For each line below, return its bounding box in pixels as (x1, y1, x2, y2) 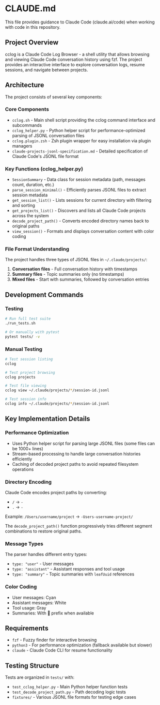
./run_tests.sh (5, 321, 36, 326)
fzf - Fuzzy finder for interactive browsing (12, 637, 97, 643)
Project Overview (5, 38, 59, 47)
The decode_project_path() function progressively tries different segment (5, 523, 152, 529)
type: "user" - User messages (12, 561, 74, 567)
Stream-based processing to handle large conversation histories (12, 451, 141, 457)
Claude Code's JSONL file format (12, 153, 79, 159)
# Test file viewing (5, 383, 47, 388)
